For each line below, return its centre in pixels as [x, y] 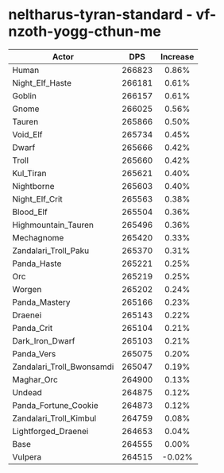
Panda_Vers [34, 353]
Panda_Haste [37, 263]
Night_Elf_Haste [42, 83]
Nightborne [33, 186]
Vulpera [27, 456]
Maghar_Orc [35, 379]
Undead [27, 392]
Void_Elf [27, 134]
